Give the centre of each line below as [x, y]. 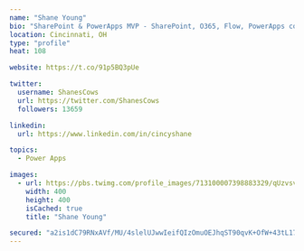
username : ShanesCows [58, 92]
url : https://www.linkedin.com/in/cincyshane [105, 134]
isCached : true [54, 209]
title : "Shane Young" [66, 217]
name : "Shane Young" [48, 18]
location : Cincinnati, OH [58, 34]
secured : [26, 233]
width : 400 [46, 191]
